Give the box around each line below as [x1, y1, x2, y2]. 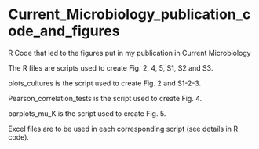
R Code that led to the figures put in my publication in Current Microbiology [8, 48, 251, 57]
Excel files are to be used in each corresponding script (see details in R [8, 124, 238, 133]
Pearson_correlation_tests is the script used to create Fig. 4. [8, 93, 202, 103]
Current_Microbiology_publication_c [8, 5, 251, 24]
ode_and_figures [8, 22, 120, 40]
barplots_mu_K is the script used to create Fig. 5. [8, 108, 166, 118]
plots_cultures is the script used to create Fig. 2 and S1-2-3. [8, 78, 202, 88]
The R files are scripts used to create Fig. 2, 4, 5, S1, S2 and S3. [8, 63, 213, 72]
